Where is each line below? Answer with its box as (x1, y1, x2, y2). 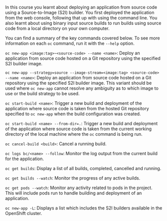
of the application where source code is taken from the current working (5, 126, 152, 132)
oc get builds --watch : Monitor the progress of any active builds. (5, 175, 141, 181)
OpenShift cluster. (5, 211, 42, 216)
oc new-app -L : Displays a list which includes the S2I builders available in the (5, 205, 163, 211)
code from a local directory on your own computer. (5, 25, 110, 31)
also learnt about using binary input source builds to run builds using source (5, 20, 162, 26)
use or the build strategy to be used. (5, 91, 80, 96)
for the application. (5, 156, 44, 162)
